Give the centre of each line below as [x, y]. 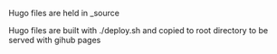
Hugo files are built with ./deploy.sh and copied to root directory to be [138, 30]
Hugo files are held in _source [64, 13]
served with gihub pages [55, 40]
